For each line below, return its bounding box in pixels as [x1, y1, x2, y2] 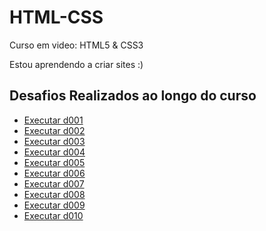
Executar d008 [23, 188, 86, 200]
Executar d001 [23, 114, 84, 126]
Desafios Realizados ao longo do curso [9, 87, 257, 105]
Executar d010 [23, 209, 84, 221]
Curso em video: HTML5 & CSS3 [9, 39, 144, 51]
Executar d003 [23, 135, 86, 147]
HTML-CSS [9, 6, 104, 29]
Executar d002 [23, 124, 86, 136]
